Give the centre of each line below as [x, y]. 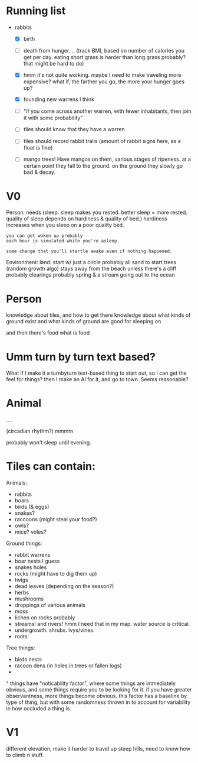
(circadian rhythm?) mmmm [40, 431]
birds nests [28, 660]
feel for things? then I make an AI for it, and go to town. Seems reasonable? [97, 379]
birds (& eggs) [32, 507]
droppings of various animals [50, 605]
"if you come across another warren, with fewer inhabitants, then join [107, 111]
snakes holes [31, 567]
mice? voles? [30, 532]
